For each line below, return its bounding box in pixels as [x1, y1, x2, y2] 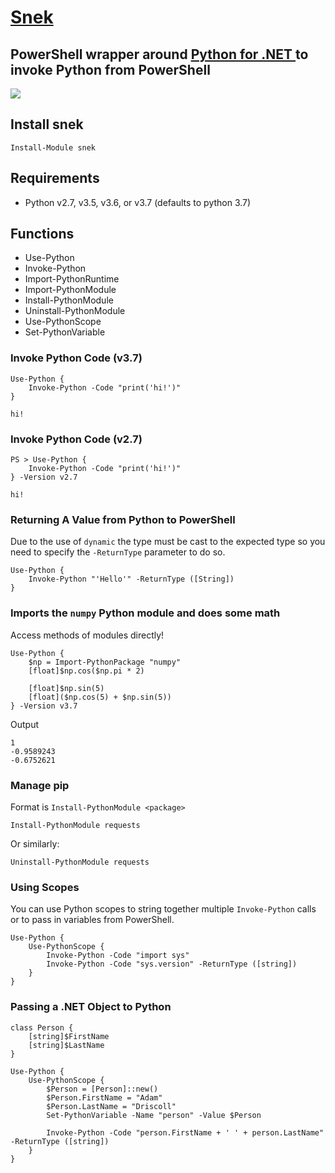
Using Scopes [10, 880, 80, 894]
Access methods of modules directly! [10, 629, 165, 641]
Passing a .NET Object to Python [10, 1000, 172, 1014]
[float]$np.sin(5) [28, 683, 105, 693]
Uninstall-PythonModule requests [10, 857, 150, 867]
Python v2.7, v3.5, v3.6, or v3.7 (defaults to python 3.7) [24, 196, 252, 208]
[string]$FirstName [28, 1031, 110, 1041]
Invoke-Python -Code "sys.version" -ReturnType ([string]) [46, 959, 298, 970]
